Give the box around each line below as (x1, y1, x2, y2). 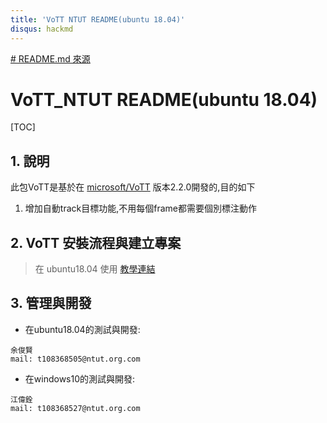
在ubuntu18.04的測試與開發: (24, 323, 141, 335)
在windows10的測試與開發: (24, 372, 136, 385)
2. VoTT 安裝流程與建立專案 (10, 234, 182, 251)
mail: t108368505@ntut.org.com (10, 354, 141, 364)
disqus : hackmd (10, 24, 74, 34)
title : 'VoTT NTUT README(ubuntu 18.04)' (10, 14, 186, 25)
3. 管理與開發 (10, 295, 92, 312)
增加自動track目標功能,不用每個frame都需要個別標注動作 (24, 202, 257, 215)
